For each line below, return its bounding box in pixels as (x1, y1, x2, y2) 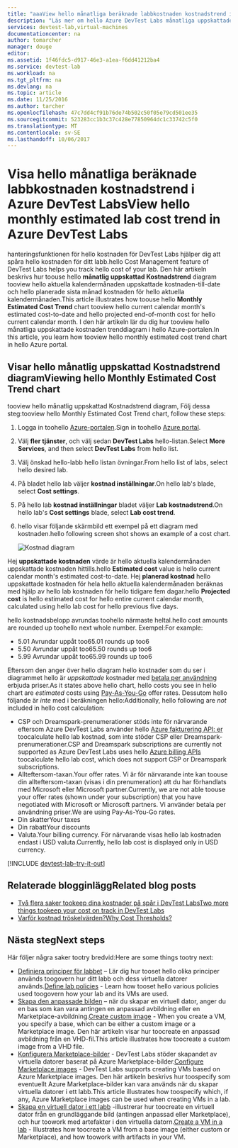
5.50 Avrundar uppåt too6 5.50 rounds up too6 (17, 645, 152, 653)
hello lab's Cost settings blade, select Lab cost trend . (17, 508, 176, 516)
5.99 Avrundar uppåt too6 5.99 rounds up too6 (17, 652, 152, 660)
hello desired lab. (17, 466, 69, 474)
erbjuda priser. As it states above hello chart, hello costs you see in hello (7, 681, 217, 689)
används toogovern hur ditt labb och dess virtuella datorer (17, 974, 188, 983)
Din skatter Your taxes (17, 815, 81, 823)
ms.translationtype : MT (7, 122, 78, 130)
